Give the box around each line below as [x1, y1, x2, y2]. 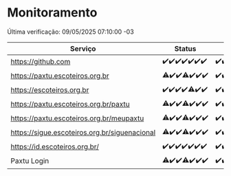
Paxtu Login [10, 156, 49, 166]
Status [174, 43, 197, 53]
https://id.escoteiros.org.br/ [10, 142, 100, 152]
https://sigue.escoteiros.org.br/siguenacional [10, 128, 156, 137]
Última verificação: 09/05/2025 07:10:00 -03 [7, 27, 134, 36]
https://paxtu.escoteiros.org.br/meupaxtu [10, 113, 144, 123]
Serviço [69, 43, 96, 53]
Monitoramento [7, 5, 98, 21]
